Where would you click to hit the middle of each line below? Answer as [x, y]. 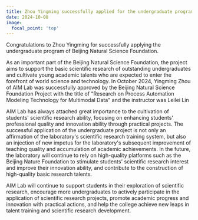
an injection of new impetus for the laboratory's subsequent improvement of [99, 143]
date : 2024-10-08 [27, 17]
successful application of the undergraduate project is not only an [86, 130]
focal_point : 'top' [35, 28]
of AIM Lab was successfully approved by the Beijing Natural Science [90, 88]
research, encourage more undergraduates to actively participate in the [93, 192]
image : [14, 22]
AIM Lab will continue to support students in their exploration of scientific [95, 186]
